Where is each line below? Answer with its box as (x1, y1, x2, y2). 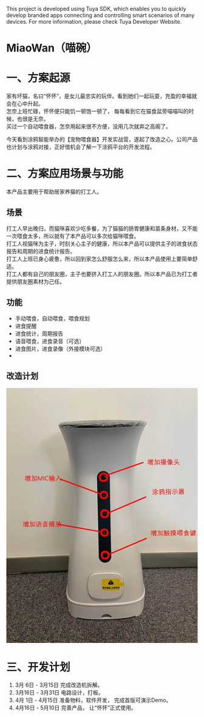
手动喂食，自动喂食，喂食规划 (15, 314, 90, 322)
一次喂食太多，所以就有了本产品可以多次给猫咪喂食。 (6, 232, 140, 239)
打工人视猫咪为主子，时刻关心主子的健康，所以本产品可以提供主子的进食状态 (6, 240, 198, 247)
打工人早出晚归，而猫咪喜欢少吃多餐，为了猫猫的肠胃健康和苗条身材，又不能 (6, 225, 198, 232)
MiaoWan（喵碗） (6, 41, 97, 55)
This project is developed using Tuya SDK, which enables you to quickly (6, 5, 186, 12)
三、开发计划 (6, 660, 71, 674)
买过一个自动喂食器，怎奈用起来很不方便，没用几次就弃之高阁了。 (6, 123, 171, 130)
